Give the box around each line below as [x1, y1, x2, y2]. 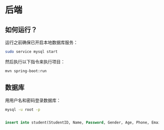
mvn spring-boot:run [5, 68, 47, 74]
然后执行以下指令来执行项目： [5, 58, 65, 64]
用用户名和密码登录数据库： [5, 97, 61, 103]
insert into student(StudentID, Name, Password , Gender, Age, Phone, [5, 120, 150, 125]
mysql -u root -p [5, 107, 41, 112]
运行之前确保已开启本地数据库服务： [5, 40, 78, 45]
